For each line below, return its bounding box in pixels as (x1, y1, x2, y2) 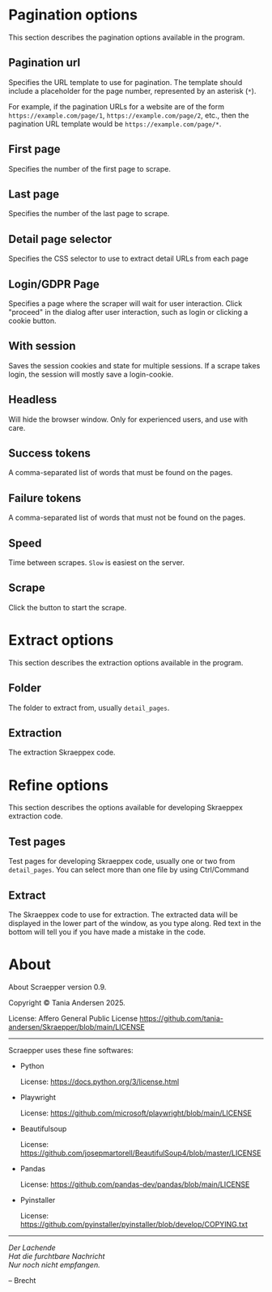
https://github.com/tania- (139, 1014, 224, 1023)
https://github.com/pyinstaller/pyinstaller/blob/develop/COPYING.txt (19, 1219, 249, 1229)
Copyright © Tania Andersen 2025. (8, 997, 125, 1007)
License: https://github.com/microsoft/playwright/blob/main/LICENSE (19, 1107, 253, 1118)
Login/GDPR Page (8, 277, 100, 291)
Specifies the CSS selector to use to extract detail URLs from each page (8, 253, 249, 264)
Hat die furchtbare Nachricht (8, 1251, 105, 1260)
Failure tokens (8, 491, 82, 505)
